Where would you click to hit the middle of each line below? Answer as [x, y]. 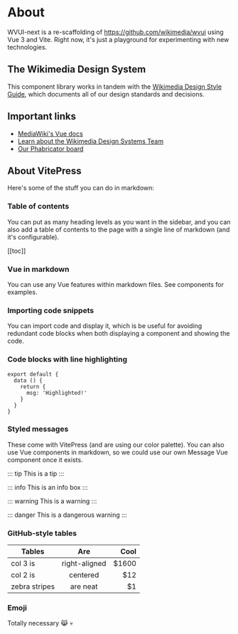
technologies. [27, 47]
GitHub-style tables [42, 533]
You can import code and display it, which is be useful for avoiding [105, 326]
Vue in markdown [38, 269]
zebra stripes [33, 586]
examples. [22, 292]
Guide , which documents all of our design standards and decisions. [106, 94]
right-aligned [84, 564]
